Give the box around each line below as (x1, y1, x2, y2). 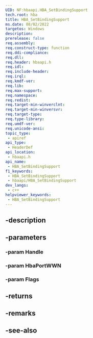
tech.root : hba (5, 12, 38, 17)
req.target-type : (5, 112, 42, 117)
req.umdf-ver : (5, 121, 36, 126)
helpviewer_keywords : (5, 192, 52, 197)
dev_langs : (5, 183, 29, 188)
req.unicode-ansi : (5, 126, 44, 131)
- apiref (7, 136, 27, 141)
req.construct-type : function (5, 45, 70, 50)
